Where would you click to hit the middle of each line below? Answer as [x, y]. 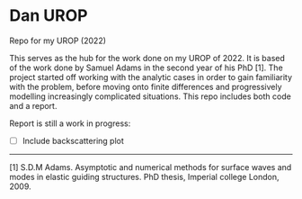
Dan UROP [49, 16]
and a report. [33, 105]
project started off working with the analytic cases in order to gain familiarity [151, 77]
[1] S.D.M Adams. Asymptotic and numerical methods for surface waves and [151, 167]
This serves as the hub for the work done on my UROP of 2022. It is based [147, 58]
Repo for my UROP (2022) [58, 41]
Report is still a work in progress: [70, 123]
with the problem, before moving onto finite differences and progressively [146, 86]
